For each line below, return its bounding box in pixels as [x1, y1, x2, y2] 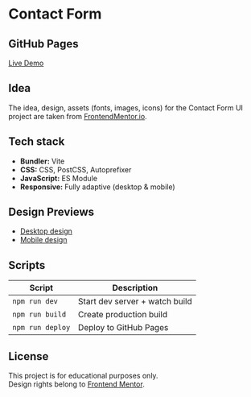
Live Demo [8, 58, 44, 68]
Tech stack [8, 134, 65, 149]
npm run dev [12, 297, 59, 306]
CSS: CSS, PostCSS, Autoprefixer [19, 164, 132, 174]
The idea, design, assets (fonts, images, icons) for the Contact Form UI [8, 102, 244, 113]
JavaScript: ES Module [19, 173, 98, 183]
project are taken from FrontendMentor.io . [8, 111, 147, 121]
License [8, 349, 49, 363]
